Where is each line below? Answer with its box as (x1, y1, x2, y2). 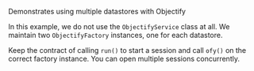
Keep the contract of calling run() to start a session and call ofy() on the (8, 46, 247, 54)
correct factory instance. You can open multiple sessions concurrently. (8, 54, 241, 63)
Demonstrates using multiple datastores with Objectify (8, 7, 187, 16)
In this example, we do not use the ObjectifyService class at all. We (8, 22, 230, 31)
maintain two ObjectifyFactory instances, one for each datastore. (8, 31, 223, 39)
